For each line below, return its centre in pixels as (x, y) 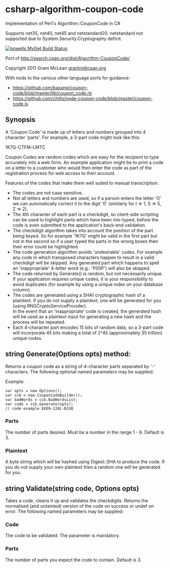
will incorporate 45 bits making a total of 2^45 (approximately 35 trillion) (88, 332)
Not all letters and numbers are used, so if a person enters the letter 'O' (87, 198)
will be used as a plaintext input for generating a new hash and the (82, 316)
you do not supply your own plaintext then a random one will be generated (83, 467)
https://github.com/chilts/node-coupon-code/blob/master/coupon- (82, 98)
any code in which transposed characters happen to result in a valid (83, 257)
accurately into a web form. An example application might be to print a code (84, 162)
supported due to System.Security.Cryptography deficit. (64, 39)
